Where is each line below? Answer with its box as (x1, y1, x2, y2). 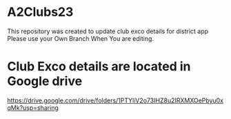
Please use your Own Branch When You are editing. (7, 34, 154, 42)
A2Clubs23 (7, 4, 74, 20)
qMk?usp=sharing (7, 103, 59, 111)
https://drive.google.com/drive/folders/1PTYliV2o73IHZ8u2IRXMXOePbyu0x (7, 96, 224, 104)
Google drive (7, 73, 83, 89)
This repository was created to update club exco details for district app (7, 27, 209, 35)
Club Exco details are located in (7, 59, 191, 75)
